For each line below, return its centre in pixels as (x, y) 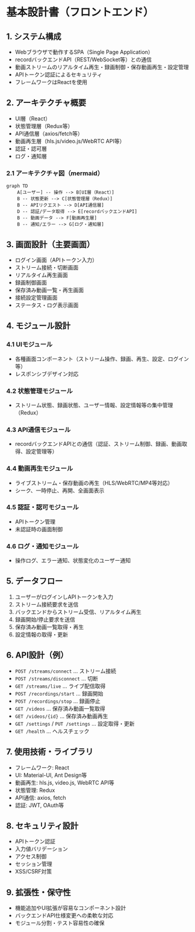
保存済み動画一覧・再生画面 (49, 290)
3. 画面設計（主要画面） (51, 244)
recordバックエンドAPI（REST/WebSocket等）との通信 (83, 60)
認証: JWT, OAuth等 (39, 805)
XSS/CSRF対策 (33, 872)
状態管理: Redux (35, 790)
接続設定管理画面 (36, 297)
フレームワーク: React (42, 767)
